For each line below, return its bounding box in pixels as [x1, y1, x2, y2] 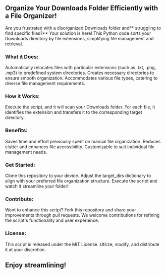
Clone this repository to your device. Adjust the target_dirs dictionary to [5, 173, 151, 179]
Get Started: [5, 161, 36, 168]
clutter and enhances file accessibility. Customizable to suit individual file [5, 144, 155, 150]
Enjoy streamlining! [5, 261, 66, 269]
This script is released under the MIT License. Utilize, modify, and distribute [5, 241, 160, 247]
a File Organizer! [5, 12, 57, 20]
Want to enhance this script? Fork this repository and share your [5, 207, 136, 213]
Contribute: [5, 195, 34, 202]
